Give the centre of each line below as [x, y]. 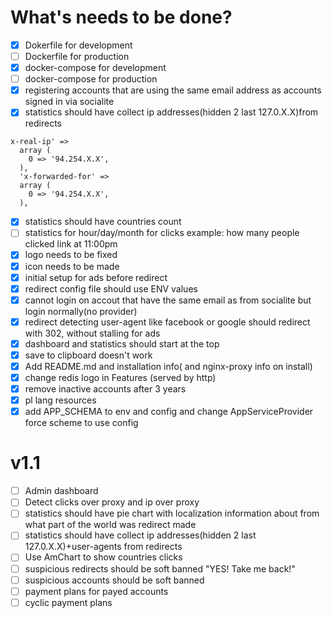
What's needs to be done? [121, 17]
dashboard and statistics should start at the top [122, 343]
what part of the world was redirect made [110, 525]
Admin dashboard [61, 491]
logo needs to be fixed [71, 255]
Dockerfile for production [77, 56]
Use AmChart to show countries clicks [103, 557]
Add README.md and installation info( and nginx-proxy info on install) [168, 366]
